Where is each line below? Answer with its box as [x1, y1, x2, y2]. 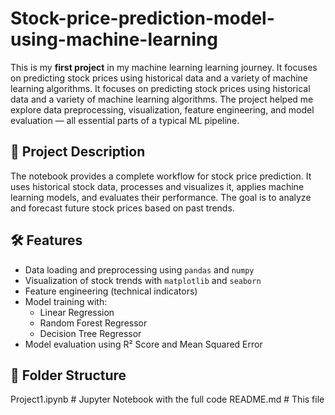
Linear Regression [39, 306, 115, 318]
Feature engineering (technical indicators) [24, 285, 198, 297]
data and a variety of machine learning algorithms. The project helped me [10, 93, 314, 105]
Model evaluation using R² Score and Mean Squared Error [24, 338, 263, 350]
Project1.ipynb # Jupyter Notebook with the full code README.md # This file [10, 393, 325, 406]
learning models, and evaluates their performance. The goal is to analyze [10, 191, 312, 203]
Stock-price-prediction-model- [10, 7, 275, 30]
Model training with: [24, 295, 108, 307]
